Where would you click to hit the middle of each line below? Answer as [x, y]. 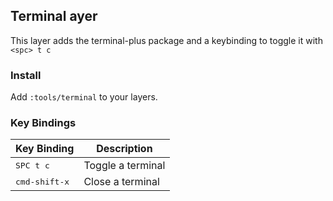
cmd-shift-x [42, 181]
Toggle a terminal [124, 166]
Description [124, 149]
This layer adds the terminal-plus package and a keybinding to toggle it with [166, 40]
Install [26, 75]
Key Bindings [43, 123]
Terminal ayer [54, 16]
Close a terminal [121, 182]
